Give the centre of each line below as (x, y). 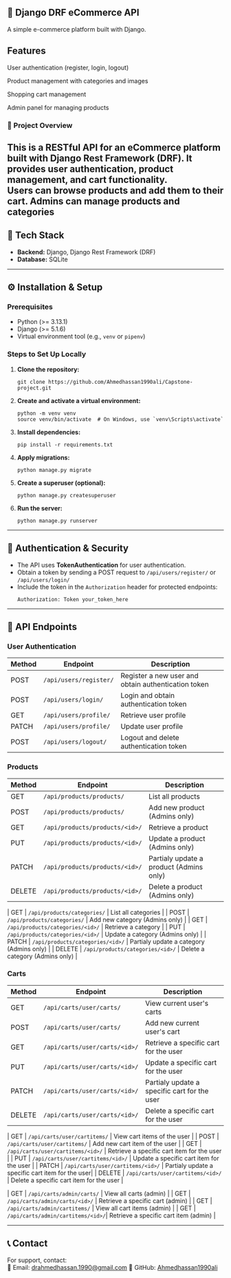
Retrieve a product (178, 827)
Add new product (177, 808)
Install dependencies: (49, 432)
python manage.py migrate (54, 470)
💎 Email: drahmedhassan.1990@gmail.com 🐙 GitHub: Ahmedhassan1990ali (112, 1267)
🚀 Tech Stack (36, 236)
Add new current (172, 1023)
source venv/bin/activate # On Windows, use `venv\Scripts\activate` (120, 419)
